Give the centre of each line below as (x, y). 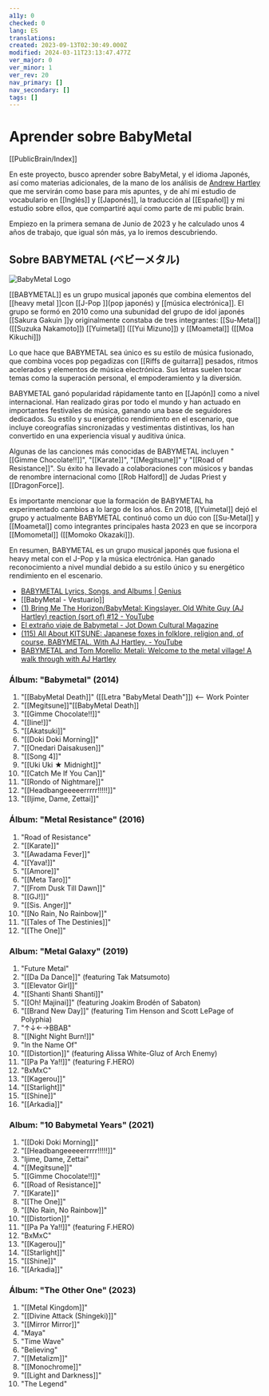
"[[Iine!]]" (36, 723)
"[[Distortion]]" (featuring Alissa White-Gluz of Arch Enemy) (119, 1053)
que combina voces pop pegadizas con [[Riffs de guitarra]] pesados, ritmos (134, 361)
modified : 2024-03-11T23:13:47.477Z (70, 53)
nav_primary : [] (36, 82)
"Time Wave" (42, 1342)
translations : (33, 38)
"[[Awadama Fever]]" (55, 854)
